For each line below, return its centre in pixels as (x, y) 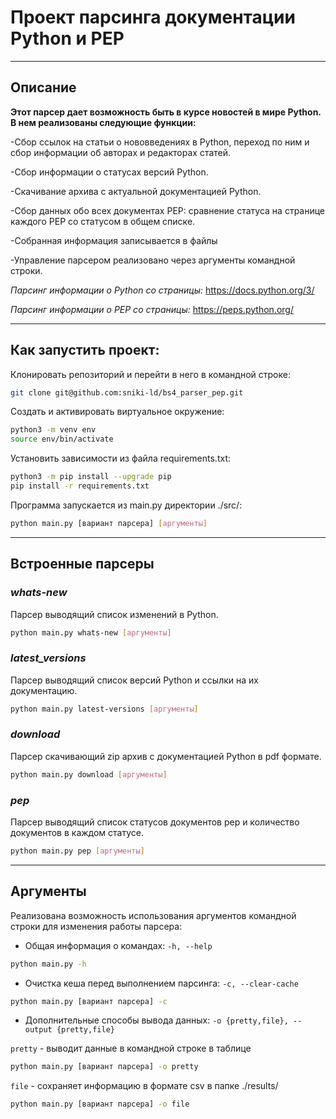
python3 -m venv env (53, 430)
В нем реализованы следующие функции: (103, 122)
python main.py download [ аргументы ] (89, 774)
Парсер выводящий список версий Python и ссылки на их (134, 680)
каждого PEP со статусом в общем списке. (103, 221)
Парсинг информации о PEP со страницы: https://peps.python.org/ (152, 309)
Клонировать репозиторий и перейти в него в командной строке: (150, 374)
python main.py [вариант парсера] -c (89, 1001)
